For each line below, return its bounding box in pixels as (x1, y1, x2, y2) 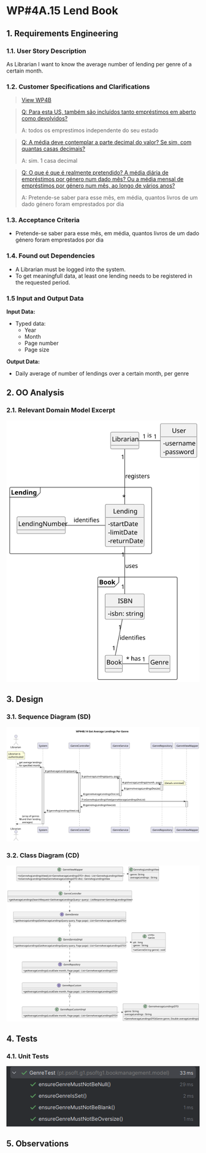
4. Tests (6, 1034, 38, 1044)
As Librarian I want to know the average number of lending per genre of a (6, 60, 192, 68)
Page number (24, 339, 59, 347)
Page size (24, 346, 50, 353)
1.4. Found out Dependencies (6, 251, 95, 260)
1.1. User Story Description (6, 47, 87, 55)
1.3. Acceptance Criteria (6, 216, 80, 224)
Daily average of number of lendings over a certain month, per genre (15, 370, 189, 377)
